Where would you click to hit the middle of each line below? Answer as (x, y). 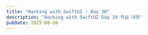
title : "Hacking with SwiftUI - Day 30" (58, 12)
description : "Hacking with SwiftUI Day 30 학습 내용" (74, 17)
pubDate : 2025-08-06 (32, 23)
